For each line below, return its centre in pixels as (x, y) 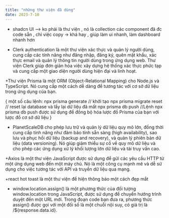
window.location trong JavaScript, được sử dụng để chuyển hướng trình (87, 194)
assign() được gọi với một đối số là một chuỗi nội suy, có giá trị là (80, 204)
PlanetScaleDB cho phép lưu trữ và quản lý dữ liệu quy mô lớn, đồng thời (88, 127)
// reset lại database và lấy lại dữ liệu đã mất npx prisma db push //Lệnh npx (84, 106)
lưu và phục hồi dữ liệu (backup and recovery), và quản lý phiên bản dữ (87, 138)
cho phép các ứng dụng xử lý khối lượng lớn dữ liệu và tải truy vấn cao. (86, 148)
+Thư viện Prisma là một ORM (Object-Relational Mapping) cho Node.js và (82, 81)
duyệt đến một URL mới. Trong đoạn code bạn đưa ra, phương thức (82, 199)
